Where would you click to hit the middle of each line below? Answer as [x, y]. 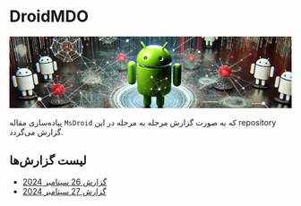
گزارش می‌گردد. [37, 133]
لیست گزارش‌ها [48, 160]
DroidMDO [49, 17]
